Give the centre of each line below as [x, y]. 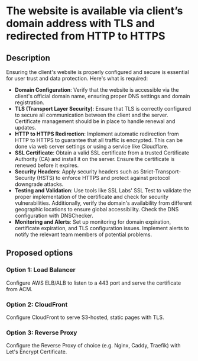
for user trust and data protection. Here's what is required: [77, 78]
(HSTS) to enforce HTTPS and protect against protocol [103, 178]
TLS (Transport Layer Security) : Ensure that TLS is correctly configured [103, 109]
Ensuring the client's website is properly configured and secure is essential [98, 72]
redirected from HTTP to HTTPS [86, 36]
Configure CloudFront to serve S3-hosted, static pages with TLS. [85, 317]
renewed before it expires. [47, 165]
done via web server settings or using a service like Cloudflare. [91, 146]
